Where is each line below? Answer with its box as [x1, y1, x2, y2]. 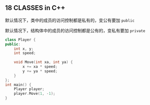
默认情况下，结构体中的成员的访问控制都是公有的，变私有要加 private [5, 28, 146, 33]
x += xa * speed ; [22, 64, 57, 69]
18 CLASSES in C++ [5, 4, 66, 12]
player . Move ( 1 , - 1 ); [14, 91, 56, 96]
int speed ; [14, 51, 36, 56]
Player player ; [14, 87, 45, 91]
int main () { [5, 82, 32, 87]
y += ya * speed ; [22, 69, 57, 74]
